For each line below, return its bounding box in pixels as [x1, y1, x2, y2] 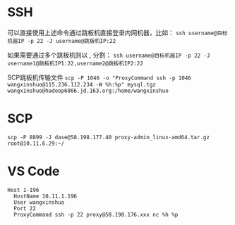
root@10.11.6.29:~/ [7, 140, 65, 147]
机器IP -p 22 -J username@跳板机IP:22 [7, 37, 116, 44]
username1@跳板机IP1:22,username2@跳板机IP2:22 [7, 60, 143, 67]
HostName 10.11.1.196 [13, 193, 78, 200]
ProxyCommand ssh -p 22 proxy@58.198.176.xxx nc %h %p [13, 211, 179, 218]
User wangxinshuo [13, 198, 65, 206]
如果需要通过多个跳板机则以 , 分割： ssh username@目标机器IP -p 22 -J [7, 51, 210, 59]
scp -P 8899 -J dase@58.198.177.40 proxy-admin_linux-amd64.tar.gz [7, 134, 210, 141]
